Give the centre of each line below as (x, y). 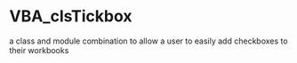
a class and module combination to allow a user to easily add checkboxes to (148, 41)
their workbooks (39, 50)
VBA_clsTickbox (71, 16)
